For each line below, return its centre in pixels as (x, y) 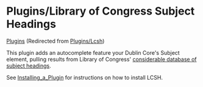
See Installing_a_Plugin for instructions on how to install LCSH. (85, 77)
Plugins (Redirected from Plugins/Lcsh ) (55, 41)
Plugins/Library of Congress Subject (101, 11)
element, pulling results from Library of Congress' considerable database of (101, 59)
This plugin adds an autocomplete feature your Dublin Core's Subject (93, 52)
